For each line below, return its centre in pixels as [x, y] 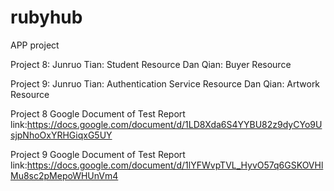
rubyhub [46, 17]
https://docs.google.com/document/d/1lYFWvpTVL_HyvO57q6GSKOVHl [175, 165]
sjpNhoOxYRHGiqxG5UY [61, 135]
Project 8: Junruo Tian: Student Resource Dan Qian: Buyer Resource [151, 64]
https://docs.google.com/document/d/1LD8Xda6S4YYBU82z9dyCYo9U [174, 124]
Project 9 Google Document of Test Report [98, 154]
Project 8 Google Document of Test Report [98, 113]
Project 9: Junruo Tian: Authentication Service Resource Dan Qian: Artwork [165, 83]
